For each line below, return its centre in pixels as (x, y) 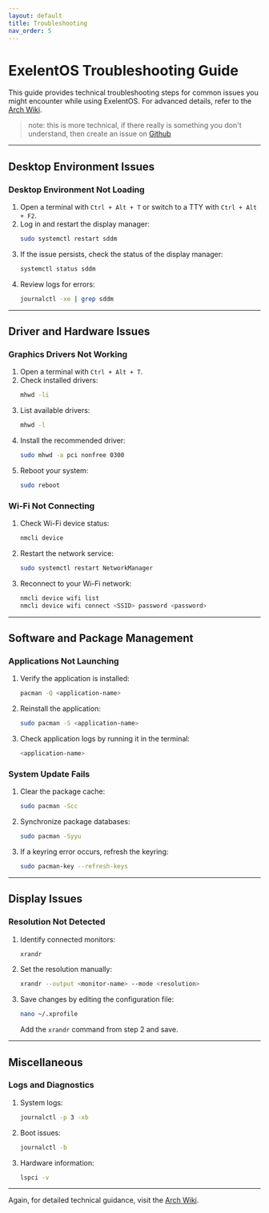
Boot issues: (40, 1133)
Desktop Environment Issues (82, 167)
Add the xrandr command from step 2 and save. (99, 1030)
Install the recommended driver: (72, 441)
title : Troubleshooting (48, 23)
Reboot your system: (54, 470)
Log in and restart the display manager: (85, 224)
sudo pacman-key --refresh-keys (74, 866)
